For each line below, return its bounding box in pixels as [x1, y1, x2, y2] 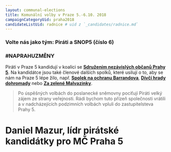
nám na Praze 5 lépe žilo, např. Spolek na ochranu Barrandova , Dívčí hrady [5, 75, 166, 81]
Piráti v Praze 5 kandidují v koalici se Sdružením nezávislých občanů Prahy [5, 64, 166, 70]
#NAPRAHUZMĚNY [5, 52, 55, 59]
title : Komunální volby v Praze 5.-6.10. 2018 [5, 12, 106, 17]
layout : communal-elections [5, 7, 66, 13]
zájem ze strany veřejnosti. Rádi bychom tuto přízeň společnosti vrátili [17, 96, 166, 102]
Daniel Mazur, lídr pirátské [5, 124, 119, 136]
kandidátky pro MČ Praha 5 [5, 135, 124, 147]
